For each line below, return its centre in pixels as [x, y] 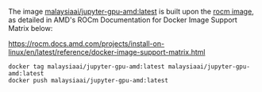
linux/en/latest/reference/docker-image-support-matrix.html [107, 52]
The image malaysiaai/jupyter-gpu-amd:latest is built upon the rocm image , [131, 11]
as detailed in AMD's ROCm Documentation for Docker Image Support [123, 20]
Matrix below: [31, 28]
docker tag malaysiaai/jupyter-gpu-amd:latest [87, 67]
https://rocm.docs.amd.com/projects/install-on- [87, 44]
